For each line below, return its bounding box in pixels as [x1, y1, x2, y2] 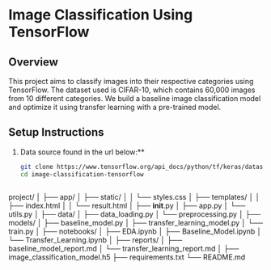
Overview [8, 55, 59, 69]
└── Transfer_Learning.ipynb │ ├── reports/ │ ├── [8, 234, 183, 244]
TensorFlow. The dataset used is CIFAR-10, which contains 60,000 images [8, 85, 256, 95]
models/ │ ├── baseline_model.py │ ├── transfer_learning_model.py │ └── [8, 217, 264, 227]
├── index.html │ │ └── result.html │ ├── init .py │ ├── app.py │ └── [8, 200, 246, 210]
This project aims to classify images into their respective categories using [8, 77, 254, 86]
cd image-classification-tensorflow [19, 170, 144, 179]
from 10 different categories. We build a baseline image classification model [8, 94, 261, 103]
